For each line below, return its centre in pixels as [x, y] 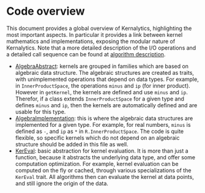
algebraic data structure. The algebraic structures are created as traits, [105, 72]
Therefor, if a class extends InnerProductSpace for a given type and [100, 99]
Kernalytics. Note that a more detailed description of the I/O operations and [101, 48]
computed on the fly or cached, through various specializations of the [103, 170]
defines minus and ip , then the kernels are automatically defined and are [106, 105]
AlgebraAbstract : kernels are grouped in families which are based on [102, 66]
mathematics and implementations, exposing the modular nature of [91, 41]
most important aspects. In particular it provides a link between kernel [95, 34]
